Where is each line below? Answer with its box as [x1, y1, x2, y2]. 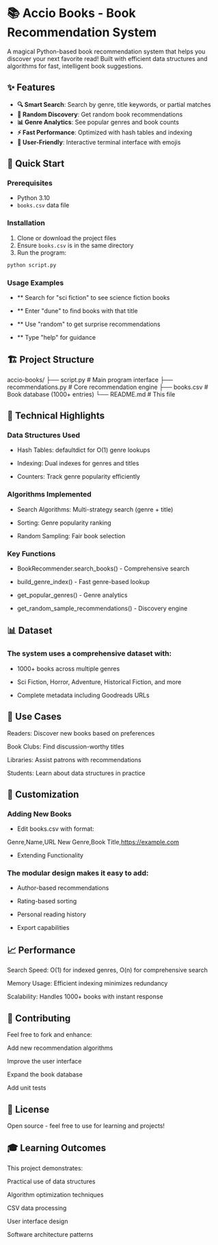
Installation [7, 218, 46, 228]
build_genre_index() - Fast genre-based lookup [16, 578, 150, 586]
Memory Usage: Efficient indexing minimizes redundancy [7, 979, 168, 988]
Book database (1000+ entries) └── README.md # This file [7, 390, 176, 398]
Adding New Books [7, 809, 72, 818]
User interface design [7, 1217, 68, 1225]
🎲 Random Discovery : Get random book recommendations [16, 110, 183, 118]
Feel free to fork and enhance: [7, 1031, 92, 1039]
